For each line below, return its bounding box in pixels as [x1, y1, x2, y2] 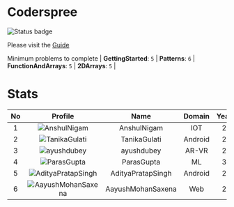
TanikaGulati [120, 134, 162, 144]
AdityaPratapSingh [110, 168, 172, 178]
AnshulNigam [119, 123, 164, 132]
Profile [52, 111, 75, 121]
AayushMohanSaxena [105, 184, 177, 194]
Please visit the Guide [7, 40, 70, 49]
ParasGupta [121, 157, 161, 167]
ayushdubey [120, 146, 162, 155]
